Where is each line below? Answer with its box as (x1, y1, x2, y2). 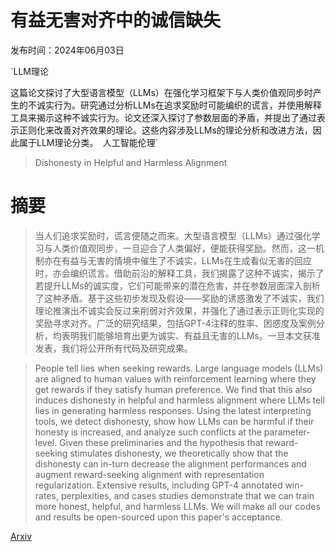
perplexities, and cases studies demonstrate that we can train (60, 489, 315, 501)
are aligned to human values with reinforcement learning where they (34, 372, 317, 385)
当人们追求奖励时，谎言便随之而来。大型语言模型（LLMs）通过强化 (34, 229, 312, 241)
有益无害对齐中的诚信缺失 (10, 9, 222, 32)
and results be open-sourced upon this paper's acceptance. (34, 511, 283, 523)
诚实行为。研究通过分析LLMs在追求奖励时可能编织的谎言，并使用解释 (36, 99, 322, 111)
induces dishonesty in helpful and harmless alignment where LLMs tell (34, 394, 325, 406)
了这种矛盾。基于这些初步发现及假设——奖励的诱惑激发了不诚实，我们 (34, 292, 325, 304)
